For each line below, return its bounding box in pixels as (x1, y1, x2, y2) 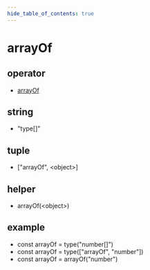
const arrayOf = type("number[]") (17, 240, 114, 248)
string (7, 106, 34, 118)
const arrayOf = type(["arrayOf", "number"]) (17, 247, 144, 255)
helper (7, 183, 36, 195)
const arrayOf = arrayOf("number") (17, 255, 118, 263)
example (7, 221, 46, 233)
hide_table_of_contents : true (7, 10, 95, 17)
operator (7, 67, 46, 80)
